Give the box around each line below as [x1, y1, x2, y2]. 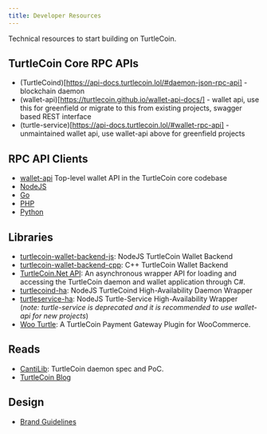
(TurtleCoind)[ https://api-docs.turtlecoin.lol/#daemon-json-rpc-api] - [19, 78, 248, 88]
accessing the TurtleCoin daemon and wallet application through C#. [19, 277, 245, 287]
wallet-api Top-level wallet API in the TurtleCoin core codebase [19, 173, 227, 183]
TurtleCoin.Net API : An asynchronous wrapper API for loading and [19, 269, 237, 278]
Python [19, 207, 44, 217]
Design [8, 396, 45, 409]
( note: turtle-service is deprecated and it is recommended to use [19, 303, 233, 313]
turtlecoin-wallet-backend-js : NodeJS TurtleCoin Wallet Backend [19, 252, 234, 261]
